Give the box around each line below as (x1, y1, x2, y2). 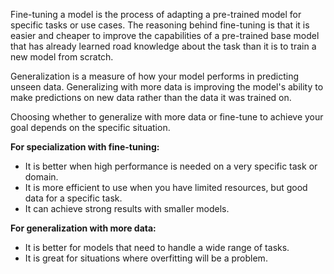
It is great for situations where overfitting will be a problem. (24, 252, 268, 264)
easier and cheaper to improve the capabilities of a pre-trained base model (10, 30, 320, 41)
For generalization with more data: (10, 222, 157, 234)
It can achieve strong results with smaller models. (24, 203, 230, 214)
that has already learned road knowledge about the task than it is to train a (10, 40, 317, 52)
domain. (24, 171, 59, 183)
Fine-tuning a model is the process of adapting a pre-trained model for (10, 9, 302, 20)
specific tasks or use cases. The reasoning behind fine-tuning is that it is (10, 19, 310, 31)
